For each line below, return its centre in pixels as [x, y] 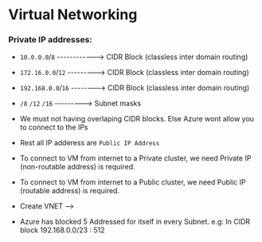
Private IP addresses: [51, 40]
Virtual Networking [73, 15]
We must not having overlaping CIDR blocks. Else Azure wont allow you [137, 119]
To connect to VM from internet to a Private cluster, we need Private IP [135, 158]
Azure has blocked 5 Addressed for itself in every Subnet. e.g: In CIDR [135, 222]
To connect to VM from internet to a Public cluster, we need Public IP [133, 182]
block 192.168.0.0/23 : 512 [62, 230]
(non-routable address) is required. [77, 167]
